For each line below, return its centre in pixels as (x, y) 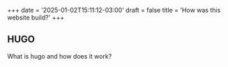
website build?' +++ (36, 17)
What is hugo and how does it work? (60, 56)
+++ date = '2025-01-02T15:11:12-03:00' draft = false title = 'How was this (114, 10)
